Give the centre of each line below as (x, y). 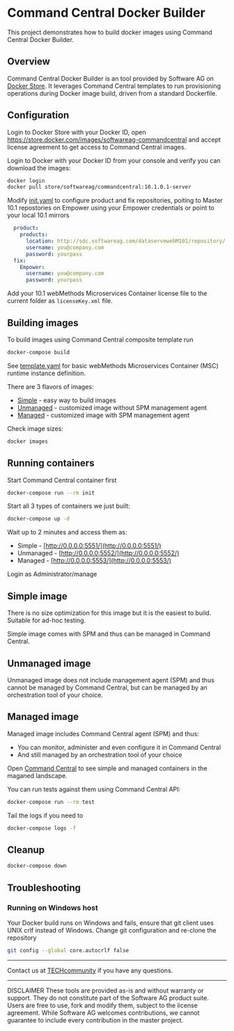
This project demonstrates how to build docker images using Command (110, 32)
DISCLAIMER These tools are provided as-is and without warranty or (106, 990)
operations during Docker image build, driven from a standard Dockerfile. (112, 93)
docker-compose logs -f (42, 828)
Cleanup (26, 850)
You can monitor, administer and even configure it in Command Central (119, 747)
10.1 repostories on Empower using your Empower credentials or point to (111, 208)
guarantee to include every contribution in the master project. (95, 1020)
